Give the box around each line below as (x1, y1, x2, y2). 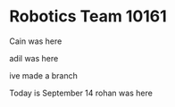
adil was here (9, 53, 59, 63)
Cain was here (9, 36, 62, 46)
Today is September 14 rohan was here (9, 87, 154, 98)
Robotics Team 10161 (9, 6, 167, 27)
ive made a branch (9, 70, 78, 81)
